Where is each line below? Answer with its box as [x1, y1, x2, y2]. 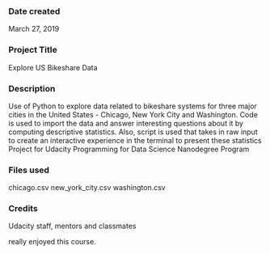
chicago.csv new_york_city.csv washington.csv [8, 183, 166, 193]
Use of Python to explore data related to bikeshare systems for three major [8, 101, 257, 111]
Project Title [8, 44, 58, 56]
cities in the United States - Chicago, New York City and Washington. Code [8, 109, 259, 119]
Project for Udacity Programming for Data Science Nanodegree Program [8, 144, 250, 154]
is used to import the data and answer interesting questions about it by [8, 118, 244, 128]
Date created [8, 6, 61, 17]
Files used [8, 164, 50, 176]
